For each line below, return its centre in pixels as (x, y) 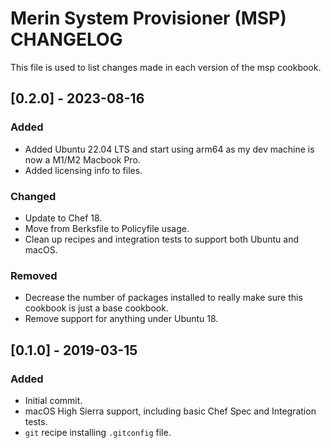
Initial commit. (53, 400)
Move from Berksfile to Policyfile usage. (107, 228)
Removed (34, 275)
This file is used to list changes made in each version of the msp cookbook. (166, 67)
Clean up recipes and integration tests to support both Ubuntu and (161, 239)
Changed (33, 196)
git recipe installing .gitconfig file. (98, 432)
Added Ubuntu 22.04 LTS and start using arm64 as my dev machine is (169, 149)
